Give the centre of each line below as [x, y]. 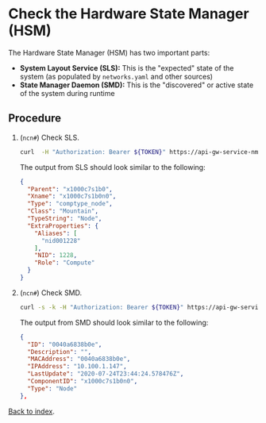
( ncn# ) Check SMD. [51, 292]
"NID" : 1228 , [56, 256]
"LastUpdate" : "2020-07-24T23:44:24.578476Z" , [106, 374]
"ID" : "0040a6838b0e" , [65, 344]
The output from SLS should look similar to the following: [112, 167]
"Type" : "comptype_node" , [70, 204]
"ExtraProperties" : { [63, 226]
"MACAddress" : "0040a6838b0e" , [79, 359]
